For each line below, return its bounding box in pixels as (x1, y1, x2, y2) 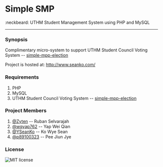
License (5, 146, 24, 152)
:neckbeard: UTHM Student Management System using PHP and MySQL (5, 19, 150, 25)
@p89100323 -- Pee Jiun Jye (12, 134, 71, 139)
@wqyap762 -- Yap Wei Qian (12, 123, 70, 129)
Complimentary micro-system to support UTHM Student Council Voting (5, 47, 148, 53)
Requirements (5, 74, 39, 81)
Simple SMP (5, 3, 55, 15)
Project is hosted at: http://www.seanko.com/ (5, 62, 96, 67)
